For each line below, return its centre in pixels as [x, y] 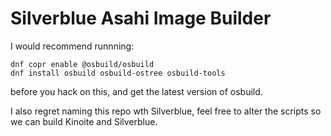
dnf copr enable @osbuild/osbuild [82, 64]
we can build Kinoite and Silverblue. [84, 121]
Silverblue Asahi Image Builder [141, 18]
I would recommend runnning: [72, 46]
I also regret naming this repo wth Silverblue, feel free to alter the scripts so [166, 111]
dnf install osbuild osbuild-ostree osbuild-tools [118, 73]
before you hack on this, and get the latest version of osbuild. [136, 91]
